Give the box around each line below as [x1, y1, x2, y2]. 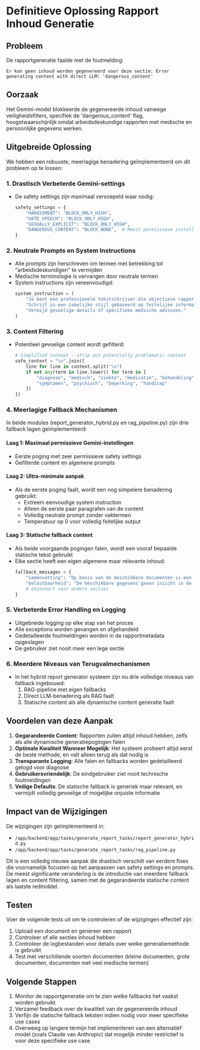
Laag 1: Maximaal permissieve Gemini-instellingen [6, 439, 134, 447]
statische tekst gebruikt [14, 551, 73, 558]
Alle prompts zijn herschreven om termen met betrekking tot [14, 260, 163, 267]
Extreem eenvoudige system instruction [23, 498, 122, 506]
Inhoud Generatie [6, 17, 94, 31]
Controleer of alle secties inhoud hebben [14, 934, 116, 941]
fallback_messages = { [14, 569, 72, 576]
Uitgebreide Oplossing [6, 142, 92, 152]
